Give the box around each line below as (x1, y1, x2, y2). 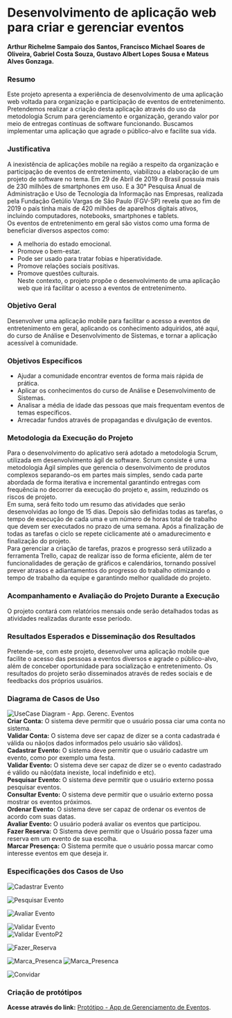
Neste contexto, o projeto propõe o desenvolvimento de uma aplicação (17, 276, 220, 284)
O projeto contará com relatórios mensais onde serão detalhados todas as (7, 607, 219, 615)
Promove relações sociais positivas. (17, 262, 120, 270)
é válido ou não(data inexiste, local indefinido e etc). (7, 768, 157, 776)
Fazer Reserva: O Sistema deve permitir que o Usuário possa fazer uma (7, 827, 213, 835)
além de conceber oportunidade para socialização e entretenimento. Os (7, 662, 213, 671)
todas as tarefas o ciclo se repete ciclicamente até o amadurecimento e (7, 529, 211, 538)
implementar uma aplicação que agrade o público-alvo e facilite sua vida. (7, 127, 217, 136)
